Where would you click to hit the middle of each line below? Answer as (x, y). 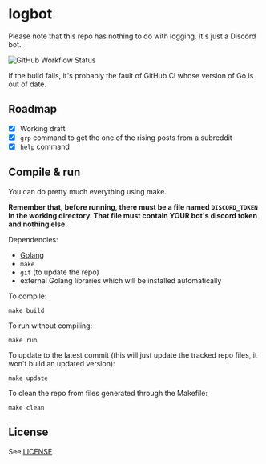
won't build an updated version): (62, 363)
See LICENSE (30, 451)
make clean (26, 408)
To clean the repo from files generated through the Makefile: (108, 393)
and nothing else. (38, 224)
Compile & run (44, 172)
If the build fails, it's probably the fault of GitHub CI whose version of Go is (131, 75)
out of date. (27, 84)
